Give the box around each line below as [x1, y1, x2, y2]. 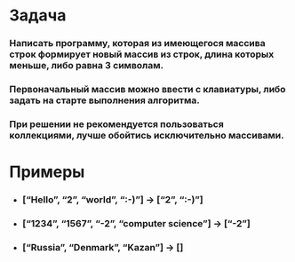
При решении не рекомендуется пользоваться [9, 117, 224, 130]
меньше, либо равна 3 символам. [9, 60, 164, 72]
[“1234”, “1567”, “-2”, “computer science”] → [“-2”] [21, 217, 251, 229]
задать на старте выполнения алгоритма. [9, 94, 200, 107]
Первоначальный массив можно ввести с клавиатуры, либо [9, 83, 286, 96]
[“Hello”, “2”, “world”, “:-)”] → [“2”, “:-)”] [21, 194, 203, 206]
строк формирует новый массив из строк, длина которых [9, 48, 275, 60]
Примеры [9, 162, 85, 182]
